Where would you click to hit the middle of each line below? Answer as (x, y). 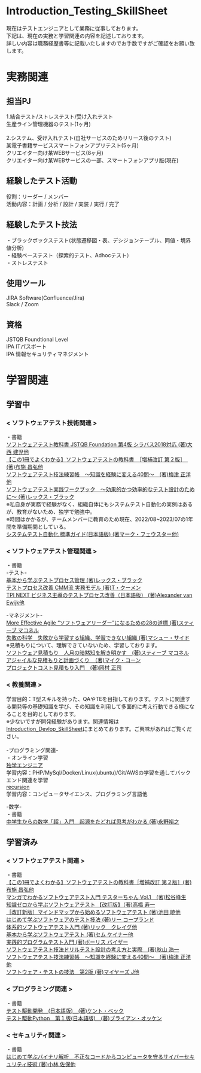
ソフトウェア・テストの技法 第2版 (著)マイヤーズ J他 (73, 972)
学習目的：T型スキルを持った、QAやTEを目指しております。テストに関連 (96, 699)
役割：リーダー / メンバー (37, 196)
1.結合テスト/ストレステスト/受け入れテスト (60, 116)
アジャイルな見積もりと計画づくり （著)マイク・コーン (74, 660)
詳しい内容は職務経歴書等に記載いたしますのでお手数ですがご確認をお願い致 (100, 43)
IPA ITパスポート (27, 347)
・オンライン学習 (27, 757)
